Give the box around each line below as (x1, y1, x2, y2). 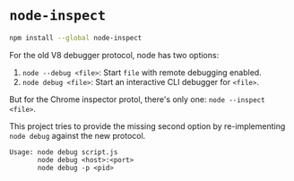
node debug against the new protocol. (9, 130, 146, 141)
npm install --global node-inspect (9, 33, 143, 42)
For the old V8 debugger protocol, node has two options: (9, 49, 220, 60)
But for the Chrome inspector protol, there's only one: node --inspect (9, 93, 266, 105)
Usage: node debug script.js (9, 147, 118, 157)
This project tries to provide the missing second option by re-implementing (9, 120, 286, 132)
